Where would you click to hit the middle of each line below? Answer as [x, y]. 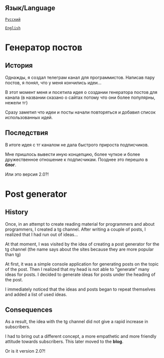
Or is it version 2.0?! [25, 351]
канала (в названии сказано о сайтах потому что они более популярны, [80, 97]
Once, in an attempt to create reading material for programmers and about [80, 224]
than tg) [13, 254]
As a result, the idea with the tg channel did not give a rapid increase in [77, 322]
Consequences [29, 310]
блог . [11, 165]
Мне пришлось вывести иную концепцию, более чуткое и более [73, 154]
